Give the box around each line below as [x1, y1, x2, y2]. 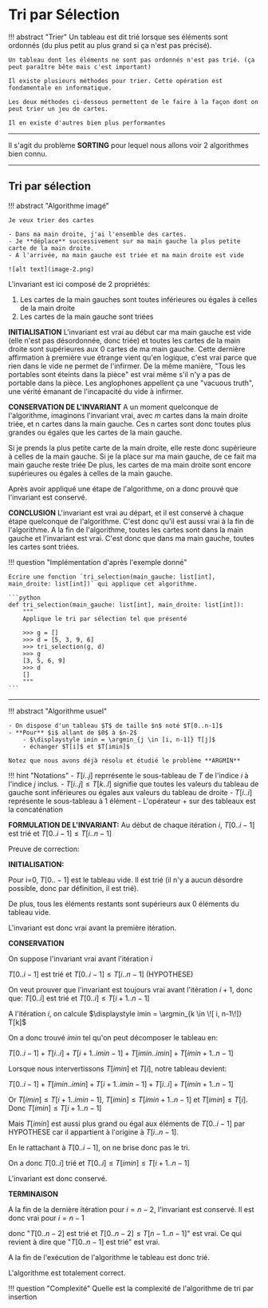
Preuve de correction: [8, 844, 80, 853]
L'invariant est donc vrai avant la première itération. [8, 923, 177, 932]
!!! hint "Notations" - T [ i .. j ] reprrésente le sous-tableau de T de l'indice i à [8, 770, 249, 780]
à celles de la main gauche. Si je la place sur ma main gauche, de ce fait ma [8, 451, 257, 461]
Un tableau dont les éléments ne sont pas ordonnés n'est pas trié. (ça [8, 56, 255, 64]
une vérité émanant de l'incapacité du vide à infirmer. [8, 386, 183, 396]
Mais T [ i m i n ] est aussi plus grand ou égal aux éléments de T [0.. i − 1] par [8, 1119, 246, 1128]
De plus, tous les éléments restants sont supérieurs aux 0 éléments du [8, 899, 239, 908]
